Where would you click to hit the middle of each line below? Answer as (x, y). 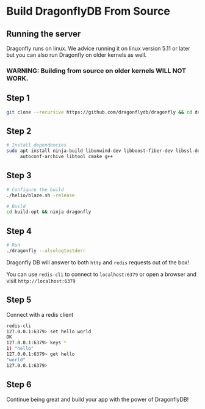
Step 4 (19, 231)
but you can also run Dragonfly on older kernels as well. (77, 55)
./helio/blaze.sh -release (41, 195)
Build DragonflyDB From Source (88, 11)
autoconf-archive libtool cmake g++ (67, 157)
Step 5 (19, 300)
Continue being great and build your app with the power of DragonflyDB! (98, 399)
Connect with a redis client (40, 314)
